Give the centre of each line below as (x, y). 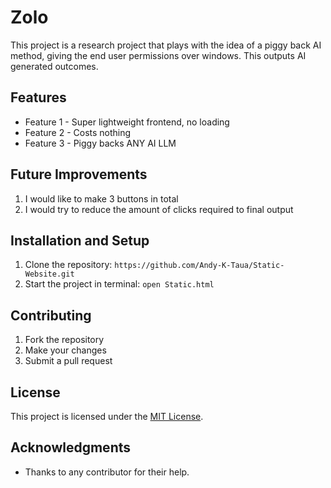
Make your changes (65, 350)
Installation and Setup (80, 240)
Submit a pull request (68, 361)
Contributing (51, 315)
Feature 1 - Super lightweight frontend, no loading (127, 122)
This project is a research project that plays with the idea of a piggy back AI (166, 45)
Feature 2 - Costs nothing (78, 132)
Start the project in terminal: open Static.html (119, 284)
